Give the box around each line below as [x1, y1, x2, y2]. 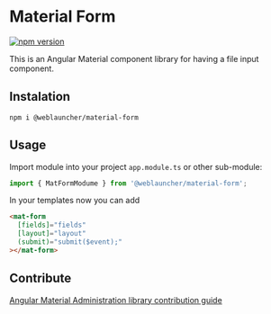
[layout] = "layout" [17, 229, 87, 238]
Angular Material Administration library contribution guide [9, 294, 222, 305]
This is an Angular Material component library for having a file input [9, 53, 259, 64]
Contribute [9, 271, 72, 286]
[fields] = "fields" [17, 220, 87, 230]
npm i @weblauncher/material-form [9, 112, 140, 122]
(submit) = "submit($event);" [17, 238, 123, 247]
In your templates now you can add [9, 195, 140, 206]
